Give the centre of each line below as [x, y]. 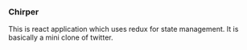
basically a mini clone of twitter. [61, 37]
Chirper [24, 12]
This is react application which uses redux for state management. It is [123, 29]
